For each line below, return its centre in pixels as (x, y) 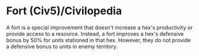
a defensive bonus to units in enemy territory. (62, 46)
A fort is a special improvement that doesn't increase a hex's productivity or (99, 27)
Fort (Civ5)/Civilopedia (64, 11)
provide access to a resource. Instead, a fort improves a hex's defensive (95, 33)
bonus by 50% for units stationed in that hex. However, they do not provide (99, 40)
